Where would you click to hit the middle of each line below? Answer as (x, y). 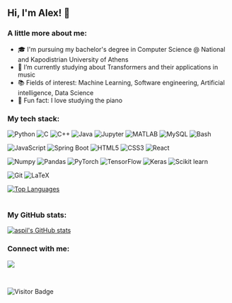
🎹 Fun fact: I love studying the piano (70, 100)
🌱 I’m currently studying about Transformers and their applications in (118, 67)
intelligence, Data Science (56, 92)
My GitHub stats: (37, 215)
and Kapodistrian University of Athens (73, 59)
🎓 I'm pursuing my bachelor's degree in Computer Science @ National (121, 49)
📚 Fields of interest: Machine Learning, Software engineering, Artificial (121, 82)
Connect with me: (39, 249)
